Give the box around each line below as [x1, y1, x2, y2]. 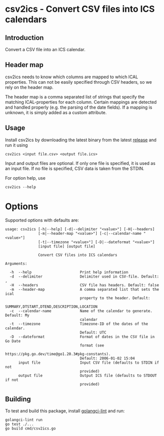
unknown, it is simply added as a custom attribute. [5, 109, 107, 115]
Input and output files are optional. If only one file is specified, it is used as [5, 160, 156, 166]
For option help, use [5, 175, 46, 181]
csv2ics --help [5, 185, 36, 189]
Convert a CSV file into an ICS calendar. [5, 47, 86, 52]
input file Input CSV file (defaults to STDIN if [18, 360, 160, 365]
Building [5, 395, 31, 403]
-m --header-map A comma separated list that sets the [9, 287, 160, 292]
